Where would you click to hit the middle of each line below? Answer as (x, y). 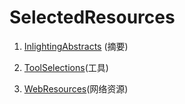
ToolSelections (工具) (66, 67)
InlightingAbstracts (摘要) (76, 46)
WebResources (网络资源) (76, 88)
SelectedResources (92, 17)
